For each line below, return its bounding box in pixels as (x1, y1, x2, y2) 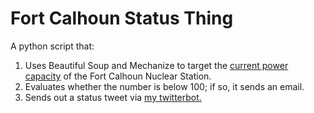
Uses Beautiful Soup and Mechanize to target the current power (24, 59, 289, 71)
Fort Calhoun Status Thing (10, 7, 234, 30)
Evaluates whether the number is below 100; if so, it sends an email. (24, 80, 305, 92)
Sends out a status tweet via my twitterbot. (24, 91, 202, 103)
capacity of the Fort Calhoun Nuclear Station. (24, 70, 212, 82)
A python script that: (10, 40, 95, 52)
